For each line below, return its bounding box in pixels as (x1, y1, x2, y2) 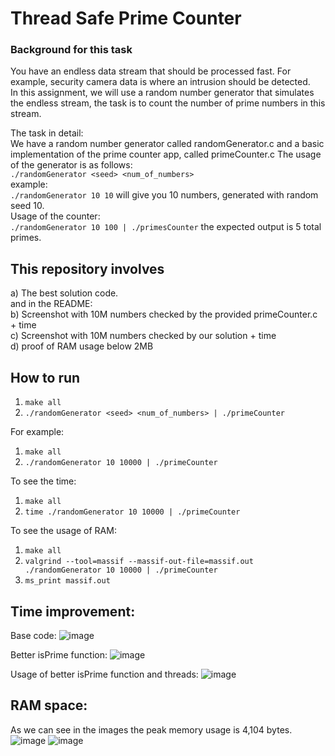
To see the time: (10, 475, 77, 487)
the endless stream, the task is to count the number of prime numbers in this (10, 97, 326, 109)
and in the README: (10, 298, 93, 310)
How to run (10, 369, 81, 386)
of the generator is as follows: (10, 159, 133, 171)
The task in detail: (10, 127, 84, 139)
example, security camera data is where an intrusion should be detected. (10, 76, 311, 88)
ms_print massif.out (24, 576, 111, 586)
